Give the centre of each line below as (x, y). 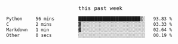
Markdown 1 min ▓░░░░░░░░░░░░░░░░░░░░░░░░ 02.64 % (89, 30)
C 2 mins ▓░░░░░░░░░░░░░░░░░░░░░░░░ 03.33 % (89, 24)
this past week (100, 8)
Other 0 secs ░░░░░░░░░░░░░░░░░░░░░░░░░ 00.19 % (89, 35)
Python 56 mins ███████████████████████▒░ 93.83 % (89, 19)
